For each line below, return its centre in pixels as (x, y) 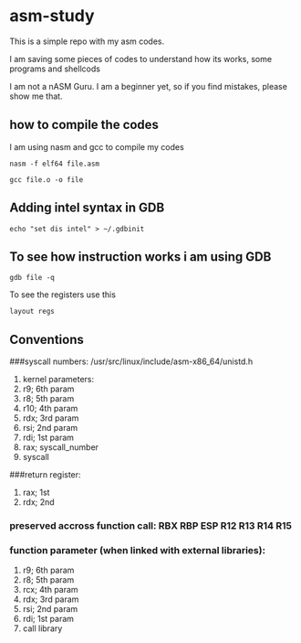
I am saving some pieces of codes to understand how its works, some (140, 59)
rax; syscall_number (60, 447)
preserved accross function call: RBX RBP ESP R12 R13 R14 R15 (150, 526)
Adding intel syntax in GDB (87, 208)
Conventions (47, 339)
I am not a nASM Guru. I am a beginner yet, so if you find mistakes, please (148, 86)
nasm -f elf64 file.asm (55, 164)
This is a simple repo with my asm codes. (87, 41)
